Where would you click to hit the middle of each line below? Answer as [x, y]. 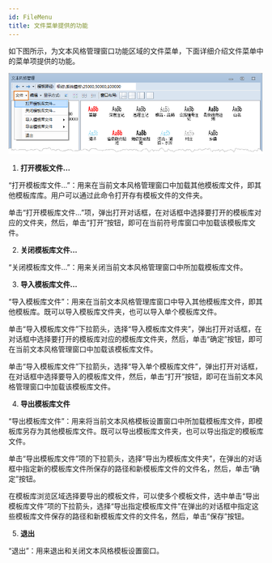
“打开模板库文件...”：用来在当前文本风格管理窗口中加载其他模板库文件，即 [132, 185]
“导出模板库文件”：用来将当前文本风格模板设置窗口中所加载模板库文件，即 [132, 420]
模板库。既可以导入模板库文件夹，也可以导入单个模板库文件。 [118, 311]
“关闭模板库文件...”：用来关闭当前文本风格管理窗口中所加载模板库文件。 [128, 267]
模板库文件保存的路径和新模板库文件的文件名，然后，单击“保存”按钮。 [132, 516]
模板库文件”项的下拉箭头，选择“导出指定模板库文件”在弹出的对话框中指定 [130, 505]
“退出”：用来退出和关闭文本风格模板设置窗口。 [86, 550]
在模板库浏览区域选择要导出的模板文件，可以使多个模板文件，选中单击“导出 [134, 496]
